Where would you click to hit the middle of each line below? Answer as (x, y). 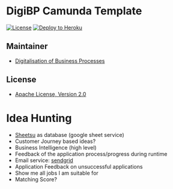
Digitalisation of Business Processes (60, 60)
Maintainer (27, 46)
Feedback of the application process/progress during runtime (91, 154)
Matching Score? (36, 179)
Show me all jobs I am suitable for (57, 173)
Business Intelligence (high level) (56, 147)
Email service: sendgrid (44, 160)
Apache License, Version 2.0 (50, 94)
